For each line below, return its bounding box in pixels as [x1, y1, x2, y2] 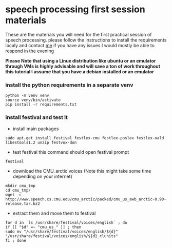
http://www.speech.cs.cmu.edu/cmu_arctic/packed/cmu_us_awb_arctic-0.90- [5, 196, 167, 202]
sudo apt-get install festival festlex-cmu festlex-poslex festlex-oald [5, 135, 164, 140]
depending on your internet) [12, 173, 73, 179]
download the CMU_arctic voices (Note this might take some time [12, 168, 151, 174]
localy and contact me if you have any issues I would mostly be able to [5, 42, 155, 48]
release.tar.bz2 [5, 201, 40, 206]
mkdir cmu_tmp [5, 183, 36, 188]
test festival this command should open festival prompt [12, 149, 129, 155]
